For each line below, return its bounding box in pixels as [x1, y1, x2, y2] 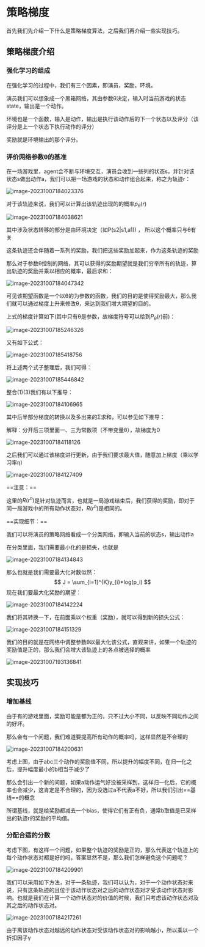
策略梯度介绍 [6, 46, 55, 57]
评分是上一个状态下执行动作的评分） [6, 123, 98, 130]
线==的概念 [6, 794, 35, 801]
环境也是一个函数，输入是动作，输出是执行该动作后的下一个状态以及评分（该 [6, 115, 199, 122]
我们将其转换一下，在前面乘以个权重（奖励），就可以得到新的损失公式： [6, 613, 185, 621]
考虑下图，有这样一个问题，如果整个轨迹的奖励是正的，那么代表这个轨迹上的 [6, 846, 199, 853]
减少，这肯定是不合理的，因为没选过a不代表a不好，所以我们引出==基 [22, 786, 196, 794]
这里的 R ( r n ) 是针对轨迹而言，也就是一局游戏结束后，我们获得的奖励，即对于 [6, 496, 195, 504]
